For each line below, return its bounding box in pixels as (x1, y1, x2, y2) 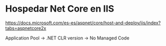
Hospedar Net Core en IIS (5, 3, 115, 15)
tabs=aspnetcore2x (5, 25, 47, 31)
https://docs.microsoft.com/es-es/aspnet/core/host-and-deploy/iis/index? (5, 20, 161, 26)
